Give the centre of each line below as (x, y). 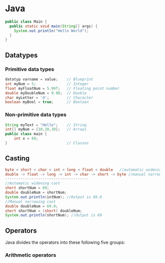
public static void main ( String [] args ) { (54, 26)
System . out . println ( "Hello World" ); (52, 31)
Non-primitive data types (36, 115)
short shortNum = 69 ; (27, 188)
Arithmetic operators (31, 255)
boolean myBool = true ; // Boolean (47, 102)
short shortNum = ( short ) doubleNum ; (44, 211)
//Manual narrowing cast (30, 202)
